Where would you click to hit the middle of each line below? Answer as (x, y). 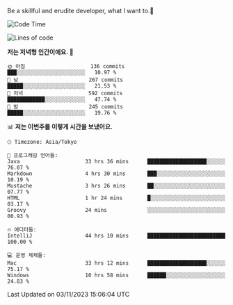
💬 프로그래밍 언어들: (33, 156)
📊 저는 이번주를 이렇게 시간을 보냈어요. (60, 126)
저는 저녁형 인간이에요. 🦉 (41, 52)
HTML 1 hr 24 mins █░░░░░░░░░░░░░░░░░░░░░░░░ (116, 198)
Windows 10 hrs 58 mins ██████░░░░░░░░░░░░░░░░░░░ (116, 275)
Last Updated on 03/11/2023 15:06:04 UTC (69, 294)
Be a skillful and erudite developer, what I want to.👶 (81, 11)
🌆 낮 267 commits (65, 80)
